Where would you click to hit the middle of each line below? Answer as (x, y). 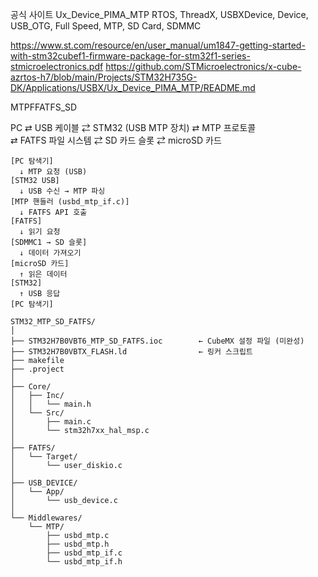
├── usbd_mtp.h (78, 544)
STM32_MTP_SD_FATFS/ (53, 322)
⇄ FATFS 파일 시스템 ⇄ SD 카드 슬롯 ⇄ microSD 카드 (116, 140)
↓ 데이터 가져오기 (50, 253)
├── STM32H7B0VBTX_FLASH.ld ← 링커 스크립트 (131, 352)
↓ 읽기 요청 (40, 232)
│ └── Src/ (37, 413)
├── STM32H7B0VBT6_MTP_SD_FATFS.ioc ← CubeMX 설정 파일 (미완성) (157, 341)
